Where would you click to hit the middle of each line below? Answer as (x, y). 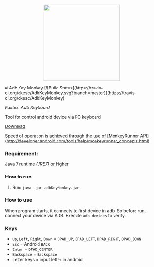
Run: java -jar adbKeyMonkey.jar (46, 187)
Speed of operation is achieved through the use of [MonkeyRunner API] (77, 136)
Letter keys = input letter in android (47, 260)
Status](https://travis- (81, 88)
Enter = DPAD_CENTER (32, 249)
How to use (19, 200)
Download (15, 126)
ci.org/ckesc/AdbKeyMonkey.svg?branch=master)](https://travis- (71, 93)
